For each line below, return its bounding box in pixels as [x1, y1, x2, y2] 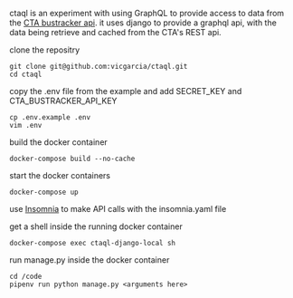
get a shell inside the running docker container [9, 221, 183, 232]
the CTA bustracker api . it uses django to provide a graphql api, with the [9, 17, 278, 28]
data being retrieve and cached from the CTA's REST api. [9, 27, 222, 37]
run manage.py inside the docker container [9, 255, 170, 265]
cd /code [9, 272, 43, 281]
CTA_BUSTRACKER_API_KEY [9, 95, 118, 106]
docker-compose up [9, 187, 79, 197]
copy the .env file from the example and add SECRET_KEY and [9, 86, 242, 96]
